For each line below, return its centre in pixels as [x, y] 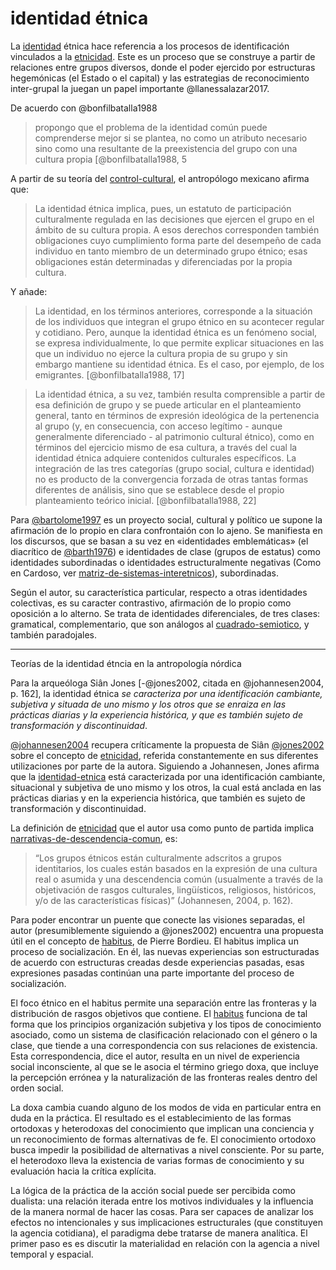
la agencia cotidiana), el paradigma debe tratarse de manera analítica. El [159, 1233]
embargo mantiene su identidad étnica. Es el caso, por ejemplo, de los [179, 364]
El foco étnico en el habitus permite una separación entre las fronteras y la [163, 1003]
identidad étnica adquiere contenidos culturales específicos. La [165, 458]
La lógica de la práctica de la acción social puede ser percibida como [153, 1190]
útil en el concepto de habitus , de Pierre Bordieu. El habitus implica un [154, 941]
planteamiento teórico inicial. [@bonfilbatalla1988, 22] [145, 500]
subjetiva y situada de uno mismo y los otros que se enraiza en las [148, 704]
